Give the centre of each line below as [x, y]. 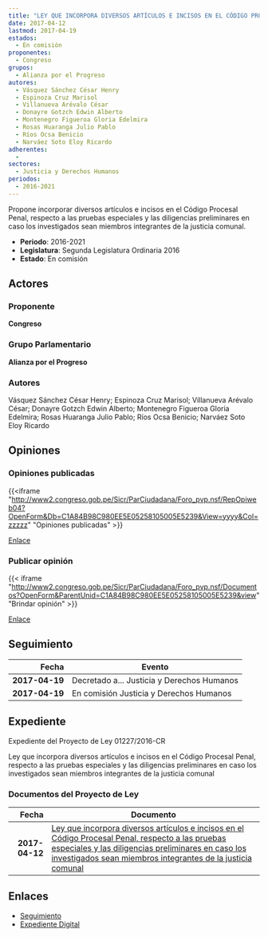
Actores [29, 284]
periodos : [25, 179]
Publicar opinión [41, 561]
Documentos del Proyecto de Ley [74, 794]
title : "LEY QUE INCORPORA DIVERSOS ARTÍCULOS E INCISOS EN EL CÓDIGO [128, 16]
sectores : [25, 165]
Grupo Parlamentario [50, 344]
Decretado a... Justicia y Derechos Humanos [155, 680]
